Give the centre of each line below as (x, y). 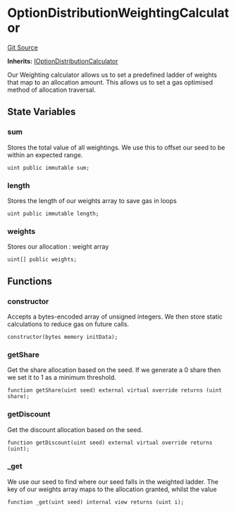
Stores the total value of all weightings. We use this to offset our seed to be (116, 147)
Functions (30, 281)
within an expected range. (45, 155)
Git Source (23, 47)
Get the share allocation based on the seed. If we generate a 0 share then (114, 370)
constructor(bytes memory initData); (63, 337)
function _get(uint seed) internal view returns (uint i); (96, 502)
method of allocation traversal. (52, 89)
